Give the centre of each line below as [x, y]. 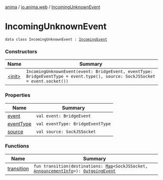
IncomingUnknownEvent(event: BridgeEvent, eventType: [90, 72]
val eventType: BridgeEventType [73, 124]
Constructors [21, 51]
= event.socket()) [47, 81]
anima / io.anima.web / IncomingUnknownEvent [53, 7]
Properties [18, 95]
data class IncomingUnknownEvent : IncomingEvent [56, 39]
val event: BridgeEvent [64, 116]
